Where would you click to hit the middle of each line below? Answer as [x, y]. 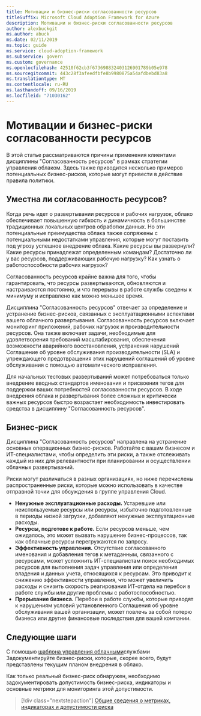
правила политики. [31, 180]
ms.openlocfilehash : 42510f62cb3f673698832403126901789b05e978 [87, 68]
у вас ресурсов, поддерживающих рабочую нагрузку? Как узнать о [94, 259]
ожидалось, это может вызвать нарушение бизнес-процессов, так [101, 535]
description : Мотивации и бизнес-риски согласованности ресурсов [89, 23]
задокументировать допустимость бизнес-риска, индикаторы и [88, 682]
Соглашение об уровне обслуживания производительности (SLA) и [93, 352]
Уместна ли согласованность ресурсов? [87, 199]
